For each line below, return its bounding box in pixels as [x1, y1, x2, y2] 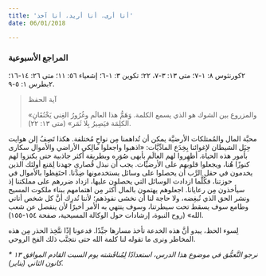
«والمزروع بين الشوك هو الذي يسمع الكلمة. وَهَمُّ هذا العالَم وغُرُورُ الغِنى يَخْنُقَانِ [27, 109, 257, 120]
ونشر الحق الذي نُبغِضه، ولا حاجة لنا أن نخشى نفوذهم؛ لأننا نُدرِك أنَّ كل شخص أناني [8, 193, 250, 203]
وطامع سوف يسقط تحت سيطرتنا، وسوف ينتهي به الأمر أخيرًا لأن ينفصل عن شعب [8, 201, 249, 211]
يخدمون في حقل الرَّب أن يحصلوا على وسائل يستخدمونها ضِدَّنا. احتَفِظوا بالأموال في [8, 168, 253, 177]
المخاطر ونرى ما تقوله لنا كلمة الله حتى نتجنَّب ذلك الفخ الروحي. [8, 234, 197, 243]
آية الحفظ [27, 94, 57, 104]
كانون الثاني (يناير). [8, 258, 64, 267]
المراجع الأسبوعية [8, 53, 68, 64]
